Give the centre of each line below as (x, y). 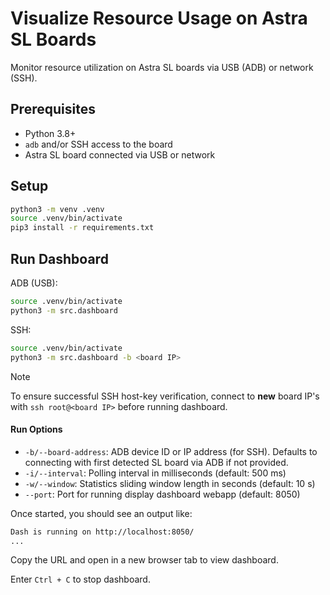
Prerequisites (53, 109)
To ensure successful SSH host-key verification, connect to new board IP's (165, 396)
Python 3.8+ (50, 133)
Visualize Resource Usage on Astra (159, 18)
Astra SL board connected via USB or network (120, 154)
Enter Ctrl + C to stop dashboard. (80, 579)
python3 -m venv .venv (57, 209)
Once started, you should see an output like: (101, 513)
